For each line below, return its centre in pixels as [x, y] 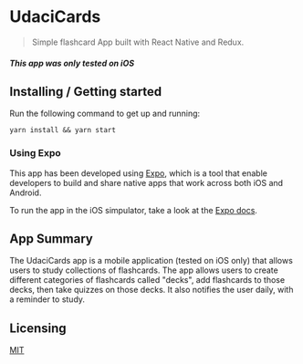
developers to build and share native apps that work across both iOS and [146, 182]
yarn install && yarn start [63, 130]
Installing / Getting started [86, 92]
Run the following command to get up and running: [105, 114]
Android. [26, 192]
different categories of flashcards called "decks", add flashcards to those [147, 280]
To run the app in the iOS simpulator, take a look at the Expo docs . [134, 210]
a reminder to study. [47, 299]
